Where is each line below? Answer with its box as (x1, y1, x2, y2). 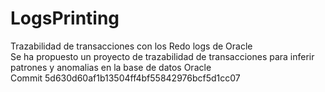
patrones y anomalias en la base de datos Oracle (10, 61, 212, 73)
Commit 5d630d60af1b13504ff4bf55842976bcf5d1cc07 (10, 72, 241, 84)
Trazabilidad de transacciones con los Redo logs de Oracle (10, 40, 253, 52)
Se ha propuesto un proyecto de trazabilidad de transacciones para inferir (10, 50, 315, 62)
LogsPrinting (10, 7, 120, 30)
